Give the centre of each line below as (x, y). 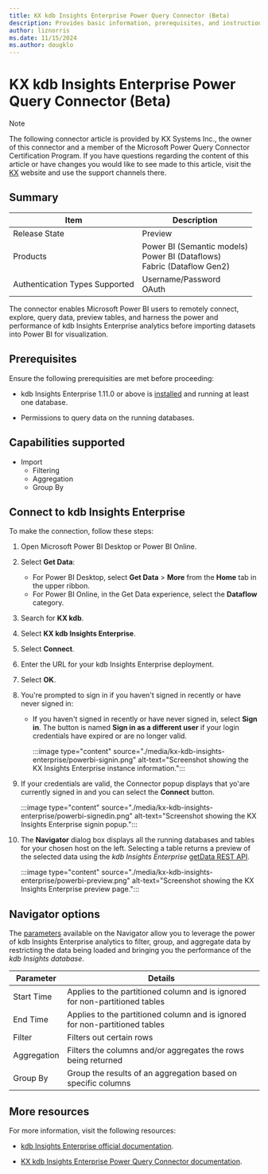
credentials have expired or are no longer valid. (110, 736)
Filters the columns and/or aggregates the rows (156, 1051)
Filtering (46, 470)
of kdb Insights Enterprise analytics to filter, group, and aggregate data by (130, 942)
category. (48, 603)
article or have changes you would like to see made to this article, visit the (130, 165)
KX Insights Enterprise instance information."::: (109, 768)
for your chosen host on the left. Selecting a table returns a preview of (136, 849)
